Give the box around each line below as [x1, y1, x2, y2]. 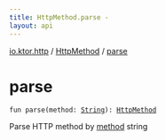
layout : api [9, 21, 53, 30]
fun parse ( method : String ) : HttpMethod [9, 105, 157, 115]
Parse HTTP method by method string [9, 121, 148, 132]
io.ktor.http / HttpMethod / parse [9, 45, 129, 56]
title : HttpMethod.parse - [9, 12, 109, 22]
